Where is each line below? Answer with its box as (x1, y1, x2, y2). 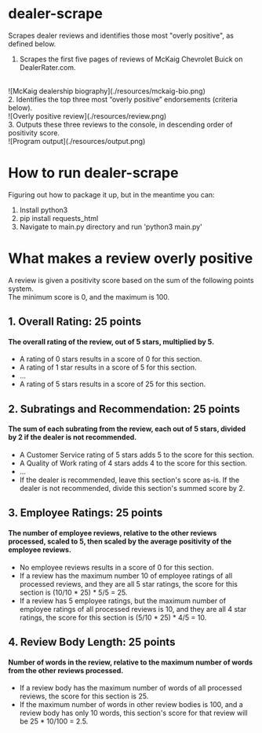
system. (8, 284, 34, 293)
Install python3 (19, 205, 68, 215)
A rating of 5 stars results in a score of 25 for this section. (19, 379, 206, 389)
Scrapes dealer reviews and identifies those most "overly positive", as (8, 31, 234, 40)
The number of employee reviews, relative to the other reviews (8, 528, 217, 537)
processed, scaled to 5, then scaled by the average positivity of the (8, 536, 232, 546)
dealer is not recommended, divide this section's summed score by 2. (19, 484, 246, 492)
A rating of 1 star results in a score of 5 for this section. (19, 363, 198, 372)
